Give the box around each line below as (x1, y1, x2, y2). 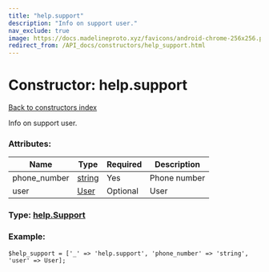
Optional (106, 185, 139, 197)
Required (106, 159, 143, 170)
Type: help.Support (8, 209, 86, 221)
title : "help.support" (8, 11, 84, 20)
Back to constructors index (8, 103, 98, 112)
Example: (8, 231, 46, 242)
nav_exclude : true (8, 26, 70, 35)
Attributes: (8, 138, 52, 149)
